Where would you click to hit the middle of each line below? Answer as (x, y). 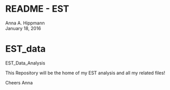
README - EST (37, 9)
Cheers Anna (19, 82)
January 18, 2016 (23, 28)
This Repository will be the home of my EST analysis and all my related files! (85, 73)
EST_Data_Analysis (25, 63)
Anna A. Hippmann (25, 23)
